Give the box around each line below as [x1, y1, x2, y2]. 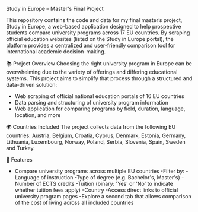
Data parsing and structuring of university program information [14, 99, 169, 106]
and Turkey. [6, 145, 35, 151]
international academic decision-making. [6, 48, 106, 55]
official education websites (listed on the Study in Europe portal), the [6, 36, 174, 42]
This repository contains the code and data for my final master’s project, [6, 17, 183, 23]
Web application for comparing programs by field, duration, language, [14, 105, 186, 112]
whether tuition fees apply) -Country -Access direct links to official [14, 186, 178, 194]
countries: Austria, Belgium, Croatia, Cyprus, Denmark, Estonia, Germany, [6, 132, 186, 139]
